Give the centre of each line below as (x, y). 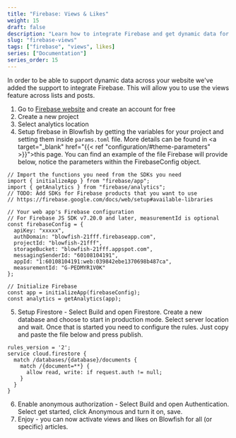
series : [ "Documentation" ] (47, 54)
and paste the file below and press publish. (80, 335)
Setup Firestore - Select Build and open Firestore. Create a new (110, 312)
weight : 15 (23, 21)
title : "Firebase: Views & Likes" (58, 14)
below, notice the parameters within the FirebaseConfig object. (109, 162)
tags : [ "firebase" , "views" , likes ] (61, 47)
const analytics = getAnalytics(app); (64, 298)
